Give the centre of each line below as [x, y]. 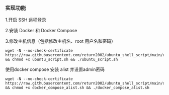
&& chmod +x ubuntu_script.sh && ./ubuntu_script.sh [62, 60]
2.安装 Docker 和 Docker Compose [41, 31]
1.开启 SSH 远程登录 [26, 20]
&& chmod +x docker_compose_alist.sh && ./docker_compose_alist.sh [77, 88]
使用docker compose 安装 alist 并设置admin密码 [55, 69]
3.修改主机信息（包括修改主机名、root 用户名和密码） [60, 41]
